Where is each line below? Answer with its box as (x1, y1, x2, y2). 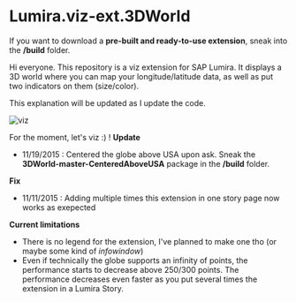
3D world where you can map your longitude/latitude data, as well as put (9, 71, 274, 81)
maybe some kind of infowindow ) (21, 245, 144, 256)
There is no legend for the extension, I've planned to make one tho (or (21, 236, 277, 246)
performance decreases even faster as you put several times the (21, 274, 258, 284)
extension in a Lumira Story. (21, 283, 124, 293)
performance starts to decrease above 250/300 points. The (21, 264, 239, 275)
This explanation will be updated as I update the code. (9, 97, 206, 108)
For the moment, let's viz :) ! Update (9, 132, 141, 142)
